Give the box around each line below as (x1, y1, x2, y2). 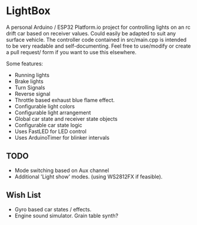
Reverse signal (14, 90, 51, 97)
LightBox (6, 4, 51, 18)
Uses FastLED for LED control (14, 128, 87, 135)
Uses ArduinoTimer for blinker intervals (14, 134, 110, 141)
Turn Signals (14, 84, 45, 91)
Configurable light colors (14, 102, 75, 110)
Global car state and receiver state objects (14, 115, 118, 122)
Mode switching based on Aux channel (14, 167, 109, 174)
